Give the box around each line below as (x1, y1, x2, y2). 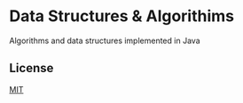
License (9, 61, 54, 76)
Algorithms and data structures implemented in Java (9, 35, 201, 46)
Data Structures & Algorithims (9, 6, 235, 26)
